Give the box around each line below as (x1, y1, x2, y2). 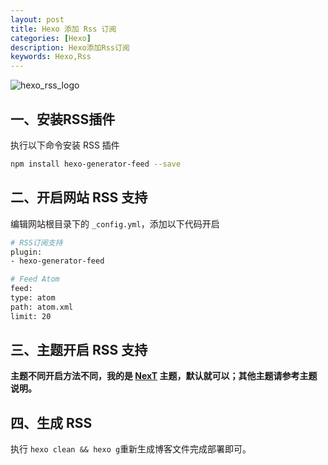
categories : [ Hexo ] (10, 33, 92, 43)
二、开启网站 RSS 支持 (10, 189, 148, 206)
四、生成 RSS (10, 414, 93, 431)
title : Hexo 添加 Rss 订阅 (10, 24, 117, 34)
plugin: (10, 247, 43, 257)
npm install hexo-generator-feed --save (10, 159, 182, 169)
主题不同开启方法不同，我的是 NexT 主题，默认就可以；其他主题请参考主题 (10, 370, 318, 382)
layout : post (10, 14, 65, 25)
